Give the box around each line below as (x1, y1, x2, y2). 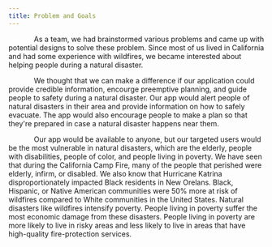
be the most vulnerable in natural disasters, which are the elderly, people (8, 143, 253, 152)
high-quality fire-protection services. (8, 228, 132, 239)
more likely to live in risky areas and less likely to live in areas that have (8, 220, 246, 230)
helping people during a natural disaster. (8, 60, 144, 70)
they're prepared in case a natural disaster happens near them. (8, 118, 219, 128)
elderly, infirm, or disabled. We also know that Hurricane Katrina (8, 168, 222, 178)
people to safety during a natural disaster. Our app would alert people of (8, 92, 250, 102)
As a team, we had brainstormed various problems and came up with (33, 34, 265, 44)
